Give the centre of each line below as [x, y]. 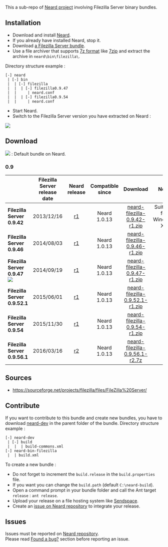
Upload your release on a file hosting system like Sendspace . [75, 500]
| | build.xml [23, 455]
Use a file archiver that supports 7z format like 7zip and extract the [81, 51]
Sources [18, 378]
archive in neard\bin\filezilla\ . [46, 56]
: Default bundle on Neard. [38, 154]
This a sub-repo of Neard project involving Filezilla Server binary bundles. [81, 7]
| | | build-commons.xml [35, 446]
